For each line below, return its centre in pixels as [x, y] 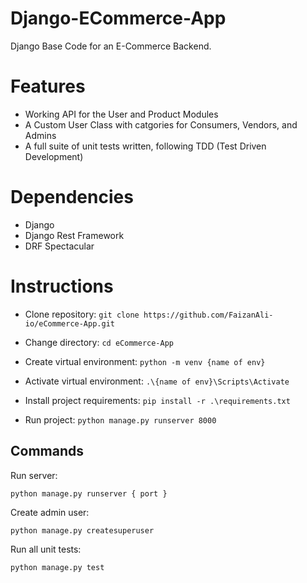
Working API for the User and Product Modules [121, 114]
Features [48, 86]
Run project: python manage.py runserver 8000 [120, 419]
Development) [54, 156]
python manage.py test [57, 567]
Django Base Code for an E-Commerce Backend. [111, 46]
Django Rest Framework [74, 235]
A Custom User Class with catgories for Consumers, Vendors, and [161, 124]
